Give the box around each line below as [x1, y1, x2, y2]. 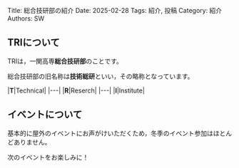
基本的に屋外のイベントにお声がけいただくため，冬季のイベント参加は [7, 129, 214, 137]
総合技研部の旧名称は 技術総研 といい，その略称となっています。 [7, 72, 194, 80]
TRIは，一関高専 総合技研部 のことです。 [7, 56, 123, 65]
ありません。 [13, 137, 51, 146]
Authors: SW [7, 14, 45, 23]
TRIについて [7, 36, 61, 48]
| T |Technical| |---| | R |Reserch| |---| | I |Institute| [7, 86, 145, 95]
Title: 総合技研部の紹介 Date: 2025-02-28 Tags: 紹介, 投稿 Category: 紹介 [7, 6, 223, 14]
